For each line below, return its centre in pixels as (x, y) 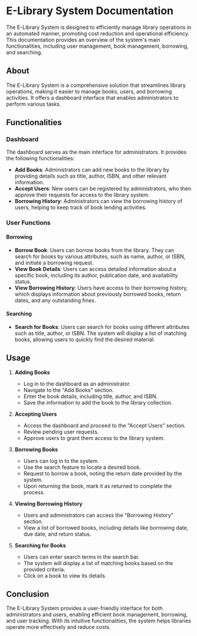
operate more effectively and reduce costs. (58, 627)
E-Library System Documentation (90, 11)
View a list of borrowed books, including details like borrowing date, (106, 527)
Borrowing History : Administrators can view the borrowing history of (98, 201)
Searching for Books (40, 545)
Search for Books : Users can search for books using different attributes (102, 327)
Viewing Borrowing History (48, 504)
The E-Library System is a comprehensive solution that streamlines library (96, 85)
